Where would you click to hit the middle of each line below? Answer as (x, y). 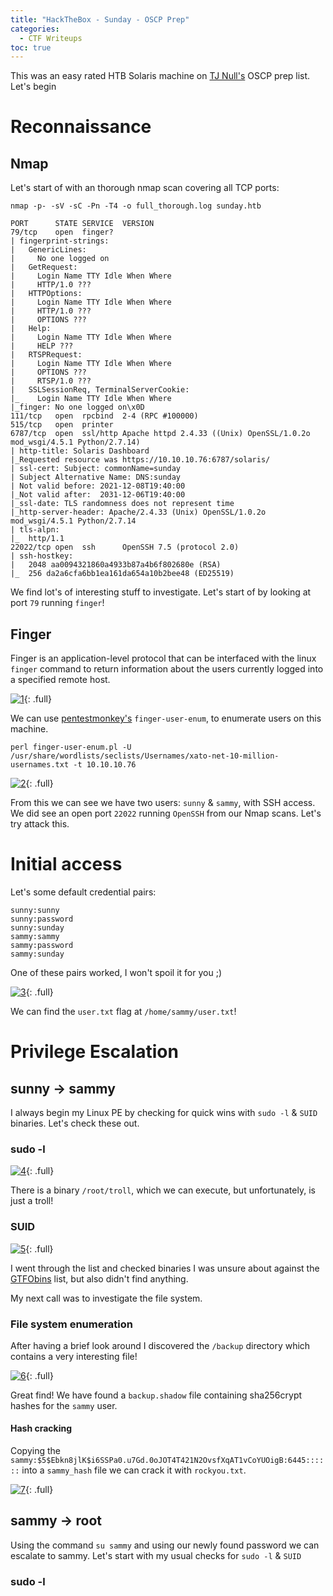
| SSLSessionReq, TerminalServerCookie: (100, 390)
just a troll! (32, 1201)
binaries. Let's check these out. (75, 1123)
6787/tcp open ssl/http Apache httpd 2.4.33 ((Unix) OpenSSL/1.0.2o (160, 434)
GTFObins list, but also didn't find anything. (99, 1278)
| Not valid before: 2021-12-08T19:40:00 (98, 486)
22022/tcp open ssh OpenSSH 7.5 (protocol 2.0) (125, 547)
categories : (35, 29)
